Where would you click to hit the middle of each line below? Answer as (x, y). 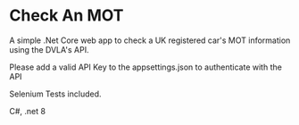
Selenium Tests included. (55, 94)
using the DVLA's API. (49, 49)
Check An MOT (66, 16)
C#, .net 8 (28, 111)
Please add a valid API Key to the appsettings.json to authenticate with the (146, 67)
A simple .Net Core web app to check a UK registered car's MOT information (150, 40)
